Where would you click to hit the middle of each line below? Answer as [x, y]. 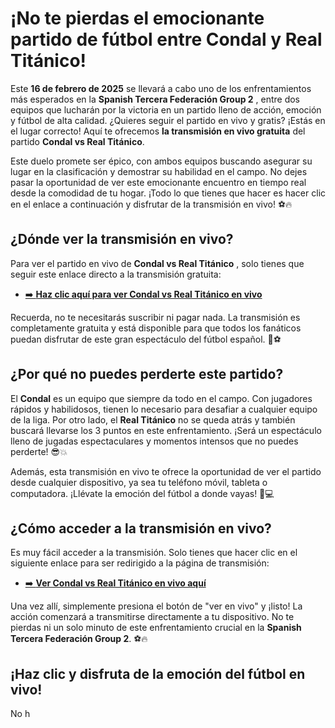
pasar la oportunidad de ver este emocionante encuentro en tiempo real [158, 182]
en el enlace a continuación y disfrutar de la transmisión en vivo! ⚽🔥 [151, 204]
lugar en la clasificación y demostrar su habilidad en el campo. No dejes [159, 171]
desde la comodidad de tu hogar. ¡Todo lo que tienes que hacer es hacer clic [168, 193]
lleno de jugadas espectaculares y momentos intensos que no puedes [154, 441]
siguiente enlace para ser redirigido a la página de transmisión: [140, 563]
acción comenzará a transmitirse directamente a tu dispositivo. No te [152, 617]
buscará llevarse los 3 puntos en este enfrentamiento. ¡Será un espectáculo [166, 430]
